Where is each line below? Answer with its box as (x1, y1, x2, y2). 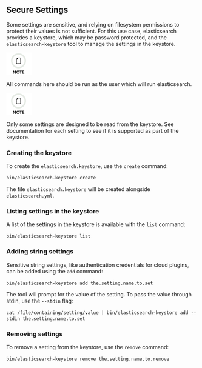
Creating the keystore (6, 149, 72, 157)
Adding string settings (6, 247, 74, 256)
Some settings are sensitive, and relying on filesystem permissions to (6, 21, 180, 28)
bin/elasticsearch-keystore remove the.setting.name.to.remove (6, 356, 170, 362)
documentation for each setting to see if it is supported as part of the (6, 127, 179, 134)
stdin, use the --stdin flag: (6, 297, 73, 304)
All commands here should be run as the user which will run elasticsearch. (6, 80, 192, 87)
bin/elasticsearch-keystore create (6, 175, 96, 181)
